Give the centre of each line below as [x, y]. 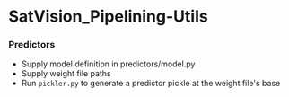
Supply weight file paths [66, 74]
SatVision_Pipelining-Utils [108, 17]
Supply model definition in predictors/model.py [108, 64]
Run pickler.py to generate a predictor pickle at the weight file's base [151, 84]
